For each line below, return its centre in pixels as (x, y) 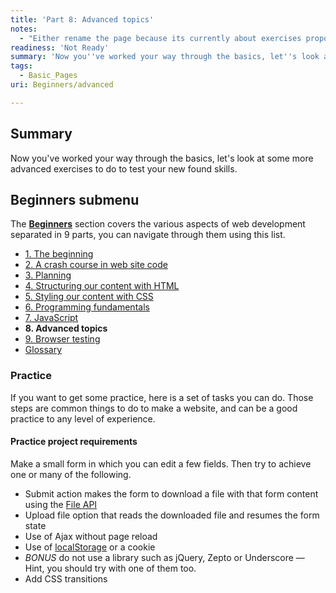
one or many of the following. (71, 474)
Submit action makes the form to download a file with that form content (171, 493)
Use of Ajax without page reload (91, 536)
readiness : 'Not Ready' (60, 47)
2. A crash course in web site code (96, 265)
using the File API (61, 504)
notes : (24, 29)
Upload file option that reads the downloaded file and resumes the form (172, 515)
